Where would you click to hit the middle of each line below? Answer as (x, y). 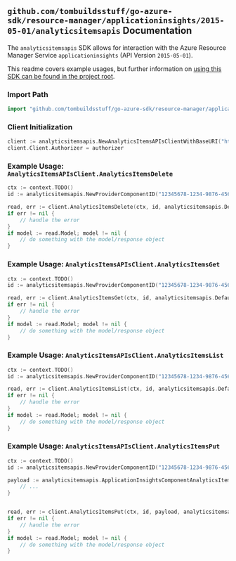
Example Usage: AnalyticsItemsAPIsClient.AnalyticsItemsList (116, 355)
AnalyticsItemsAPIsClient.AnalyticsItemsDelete (90, 174)
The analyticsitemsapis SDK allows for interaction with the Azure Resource (117, 47)
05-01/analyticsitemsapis (64, 31)
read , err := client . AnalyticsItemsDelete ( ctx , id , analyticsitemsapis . (116, 207)
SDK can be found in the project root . (61, 76)
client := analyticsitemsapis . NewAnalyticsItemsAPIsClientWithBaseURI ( (114, 142)
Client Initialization (40, 127)
